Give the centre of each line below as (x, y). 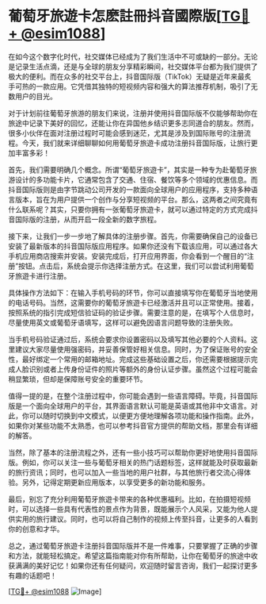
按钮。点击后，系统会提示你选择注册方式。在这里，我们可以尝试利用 (129, 266)
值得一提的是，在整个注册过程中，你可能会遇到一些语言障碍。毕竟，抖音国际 (133, 396)
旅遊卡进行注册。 (43, 275)
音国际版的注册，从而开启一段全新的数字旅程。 (84, 219)
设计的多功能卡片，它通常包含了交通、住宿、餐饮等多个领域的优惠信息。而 (136, 179)
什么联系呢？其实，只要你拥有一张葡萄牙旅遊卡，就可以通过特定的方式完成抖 (133, 209)
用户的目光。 (36, 96)
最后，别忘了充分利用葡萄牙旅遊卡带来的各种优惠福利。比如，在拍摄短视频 (129, 499)
